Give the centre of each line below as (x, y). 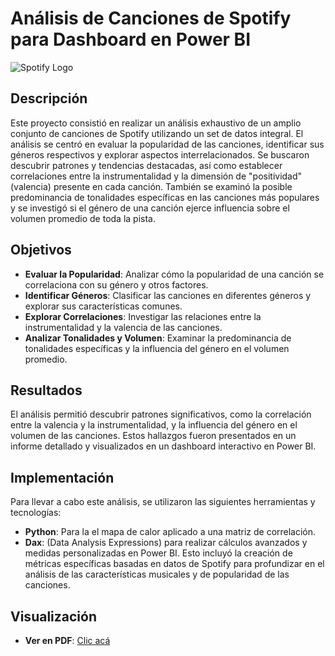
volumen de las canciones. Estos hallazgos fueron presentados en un (153, 436)
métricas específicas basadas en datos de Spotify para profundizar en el (174, 564)
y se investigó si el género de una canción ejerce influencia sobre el (150, 208)
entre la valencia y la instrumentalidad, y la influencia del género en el (154, 425)
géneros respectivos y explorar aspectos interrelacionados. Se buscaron (160, 154)
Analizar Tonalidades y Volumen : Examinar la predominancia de (158, 338)
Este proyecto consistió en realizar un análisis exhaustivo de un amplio (156, 123)
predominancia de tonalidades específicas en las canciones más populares (165, 197)
